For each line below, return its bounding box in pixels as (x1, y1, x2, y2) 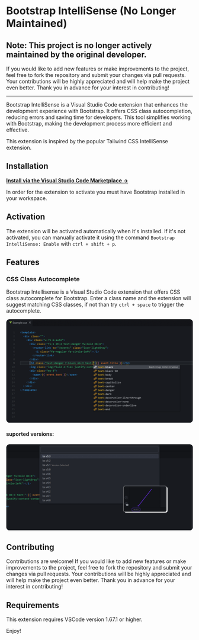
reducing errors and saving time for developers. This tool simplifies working (6, 114, 191, 121)
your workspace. (6, 194, 47, 202)
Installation (6, 161, 49, 171)
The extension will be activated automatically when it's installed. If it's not (6, 227, 186, 234)
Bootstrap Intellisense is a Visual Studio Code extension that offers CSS (6, 288, 181, 295)
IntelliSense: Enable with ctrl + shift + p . (6, 240, 117, 247)
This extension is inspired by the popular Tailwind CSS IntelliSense (6, 138, 169, 144)
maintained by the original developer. (6, 49, 147, 60)
